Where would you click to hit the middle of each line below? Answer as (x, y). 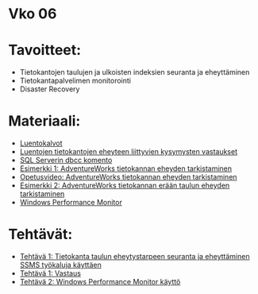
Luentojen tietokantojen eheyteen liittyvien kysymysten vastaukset (129, 152)
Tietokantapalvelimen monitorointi (75, 81)
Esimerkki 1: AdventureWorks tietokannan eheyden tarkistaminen (126, 168)
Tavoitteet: (45, 50)
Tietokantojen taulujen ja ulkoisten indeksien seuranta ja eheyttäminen (135, 72)
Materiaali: (44, 121)
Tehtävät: (40, 234)
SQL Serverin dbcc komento (66, 161)
